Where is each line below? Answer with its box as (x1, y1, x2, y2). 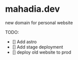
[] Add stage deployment (12, 44, 63, 50)
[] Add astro (12, 38, 37, 45)
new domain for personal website (5, 20, 73, 26)
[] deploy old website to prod (12, 49, 72, 55)
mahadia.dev (5, 3, 60, 15)
